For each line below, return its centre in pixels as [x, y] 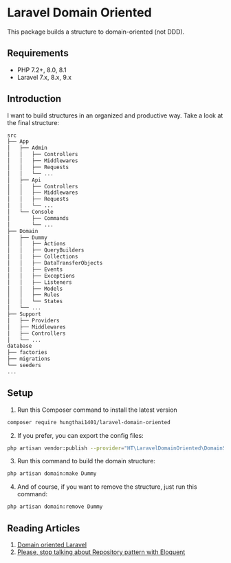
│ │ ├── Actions [37, 244]
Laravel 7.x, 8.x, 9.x [44, 77]
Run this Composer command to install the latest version [97, 410]
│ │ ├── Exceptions [41, 276]
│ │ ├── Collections [43, 257]
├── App [18, 142]
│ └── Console [30, 212]
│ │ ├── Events [35, 269]
